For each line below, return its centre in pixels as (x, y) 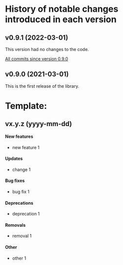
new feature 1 (26, 147)
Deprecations (19, 203)
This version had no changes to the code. (47, 49)
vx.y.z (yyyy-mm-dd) (39, 124)
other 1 (19, 258)
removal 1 (22, 236)
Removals (15, 225)
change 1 (21, 169)
